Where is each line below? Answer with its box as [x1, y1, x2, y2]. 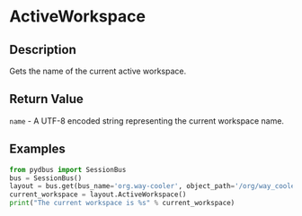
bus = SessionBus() [9, 173, 83, 183]
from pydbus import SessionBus [9, 165, 127, 174]
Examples [9, 142, 66, 157]
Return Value [9, 91, 84, 107]
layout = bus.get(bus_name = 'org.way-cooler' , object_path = [9, 182, 235, 191]
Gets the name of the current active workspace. [9, 65, 187, 76]
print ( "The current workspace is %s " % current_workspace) [9, 199, 235, 208]
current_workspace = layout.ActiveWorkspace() [9, 190, 187, 199]
